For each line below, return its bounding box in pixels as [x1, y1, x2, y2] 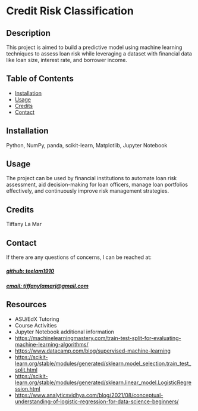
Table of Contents [6, 73, 74, 84]
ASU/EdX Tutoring [14, 315, 59, 323]
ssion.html [14, 385, 40, 392]
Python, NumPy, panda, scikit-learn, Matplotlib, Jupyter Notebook [6, 141, 168, 149]
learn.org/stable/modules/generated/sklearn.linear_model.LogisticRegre [14, 379, 192, 386]
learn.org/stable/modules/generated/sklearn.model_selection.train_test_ [14, 360, 191, 367]
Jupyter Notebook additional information [14, 328, 115, 335]
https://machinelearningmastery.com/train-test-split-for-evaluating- [14, 334, 181, 341]
